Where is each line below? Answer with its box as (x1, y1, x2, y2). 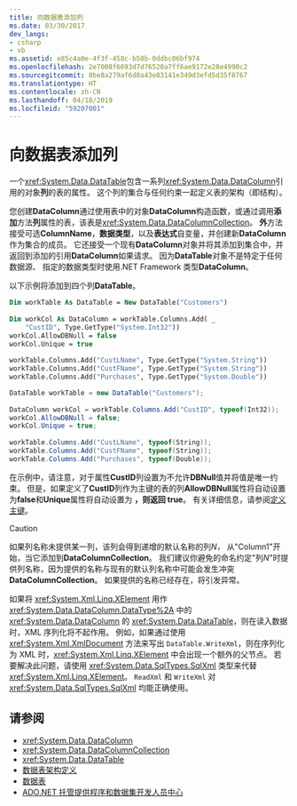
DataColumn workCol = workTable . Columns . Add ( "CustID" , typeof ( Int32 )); (9, 405, 279, 414)
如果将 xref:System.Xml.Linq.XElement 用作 (9, 593, 168, 604)
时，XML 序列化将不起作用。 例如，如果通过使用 (9, 626, 186, 637)
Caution (9, 523, 38, 533)
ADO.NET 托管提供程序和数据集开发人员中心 (21, 786, 184, 797)
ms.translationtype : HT (9, 79, 98, 88)
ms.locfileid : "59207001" (9, 104, 105, 113)
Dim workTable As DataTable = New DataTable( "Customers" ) (9, 299, 228, 307)
